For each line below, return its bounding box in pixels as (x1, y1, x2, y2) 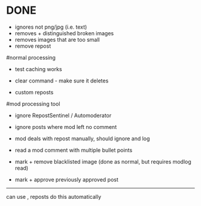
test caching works (14, 65, 62, 72)
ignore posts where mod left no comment (14, 123, 117, 130)
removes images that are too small (14, 36, 100, 43)
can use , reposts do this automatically (6, 193, 102, 200)
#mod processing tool (6, 100, 60, 107)
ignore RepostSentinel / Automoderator (14, 112, 112, 119)
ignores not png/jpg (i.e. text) (14, 23, 87, 30)
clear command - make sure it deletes (14, 77, 109, 84)
